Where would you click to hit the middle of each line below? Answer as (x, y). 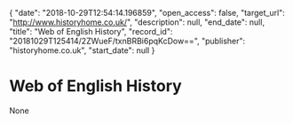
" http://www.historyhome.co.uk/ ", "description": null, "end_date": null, (137, 22)
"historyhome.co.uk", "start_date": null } (82, 50)
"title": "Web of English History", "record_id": (91, 31)
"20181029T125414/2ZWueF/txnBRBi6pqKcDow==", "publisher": (127, 41)
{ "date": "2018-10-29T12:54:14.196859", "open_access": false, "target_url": (147, 13)
